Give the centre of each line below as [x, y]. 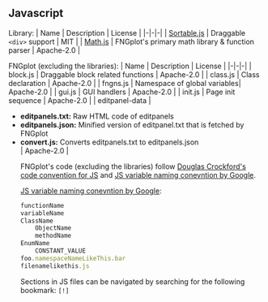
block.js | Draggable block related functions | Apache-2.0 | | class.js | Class [134, 74]
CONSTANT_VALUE [61, 251]
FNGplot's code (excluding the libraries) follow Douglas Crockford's [133, 166]
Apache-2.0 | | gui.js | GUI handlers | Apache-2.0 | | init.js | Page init [122, 92]
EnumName [35, 244]
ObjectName [53, 228]
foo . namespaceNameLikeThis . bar [73, 258]
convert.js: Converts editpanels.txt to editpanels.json [109, 142]
